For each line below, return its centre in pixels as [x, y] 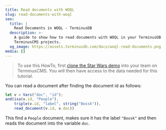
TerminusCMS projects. [38, 42]
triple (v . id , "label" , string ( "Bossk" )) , [57, 104]
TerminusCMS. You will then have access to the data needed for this [87, 70]
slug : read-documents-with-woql [39, 14]
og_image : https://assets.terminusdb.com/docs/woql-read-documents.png [85, 47]
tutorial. [25, 76]
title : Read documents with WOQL [40, 10]
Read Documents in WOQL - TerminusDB [53, 28]
